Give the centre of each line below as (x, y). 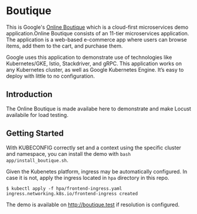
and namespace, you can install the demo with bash (69, 153)
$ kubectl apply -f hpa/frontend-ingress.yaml (64, 188)
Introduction (29, 94)
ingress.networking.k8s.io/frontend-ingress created (72, 193)
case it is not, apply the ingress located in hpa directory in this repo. (88, 178)
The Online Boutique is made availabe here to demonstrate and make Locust (98, 108)
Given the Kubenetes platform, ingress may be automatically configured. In (97, 171)
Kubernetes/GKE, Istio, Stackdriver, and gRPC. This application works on (94, 63)
